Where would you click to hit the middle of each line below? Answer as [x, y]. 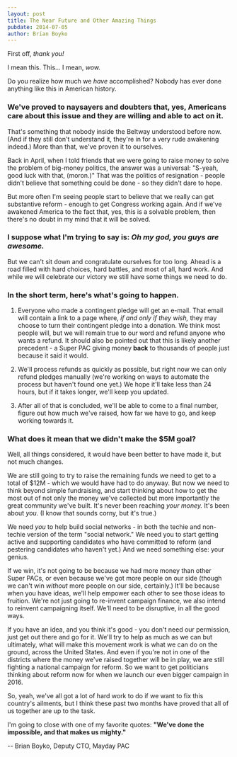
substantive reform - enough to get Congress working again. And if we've [115, 204]
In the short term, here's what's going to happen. [93, 295]
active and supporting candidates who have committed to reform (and [109, 542]
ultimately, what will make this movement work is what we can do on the [112, 644]
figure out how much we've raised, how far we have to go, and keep [117, 413]
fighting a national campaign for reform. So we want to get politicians [108, 667]
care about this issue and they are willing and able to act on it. [116, 116]
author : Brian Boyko [38, 34]
